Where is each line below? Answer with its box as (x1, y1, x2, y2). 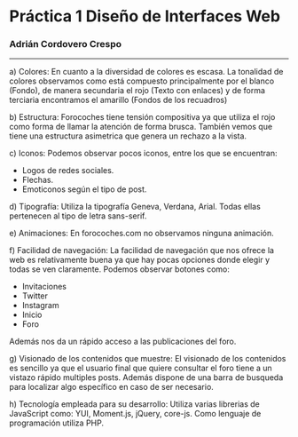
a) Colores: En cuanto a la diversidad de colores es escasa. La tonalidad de (9, 67, 284, 77)
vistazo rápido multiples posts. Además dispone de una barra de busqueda (9, 372, 284, 383)
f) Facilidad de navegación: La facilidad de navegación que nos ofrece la (9, 245, 275, 256)
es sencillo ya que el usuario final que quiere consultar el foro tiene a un (9, 362, 272, 374)
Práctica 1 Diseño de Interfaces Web (9, 6, 281, 27)
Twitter (21, 290, 49, 301)
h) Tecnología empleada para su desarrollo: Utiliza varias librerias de (9, 399, 260, 409)
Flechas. (21, 175, 54, 186)
